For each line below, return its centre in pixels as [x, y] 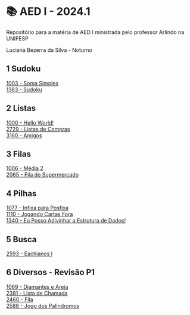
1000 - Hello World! [30, 122]
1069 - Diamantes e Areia [37, 286]
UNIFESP [17, 38]
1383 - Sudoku [24, 89]
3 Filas [19, 154]
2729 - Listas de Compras [38, 129]
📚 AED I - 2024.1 [48, 12]
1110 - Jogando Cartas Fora [40, 214]
